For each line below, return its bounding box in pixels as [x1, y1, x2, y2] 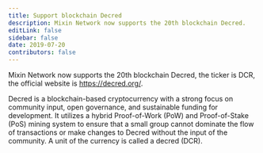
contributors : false [8, 48, 77, 56]
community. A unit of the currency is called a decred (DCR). [8, 136, 204, 145]
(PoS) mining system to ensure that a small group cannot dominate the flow [8, 120, 254, 128]
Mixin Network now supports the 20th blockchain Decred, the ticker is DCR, [8, 71, 256, 79]
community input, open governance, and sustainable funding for [8, 102, 219, 112]
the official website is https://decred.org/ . [8, 78, 143, 88]
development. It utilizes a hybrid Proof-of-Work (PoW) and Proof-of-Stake [8, 111, 250, 120]
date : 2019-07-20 [8, 41, 66, 49]
